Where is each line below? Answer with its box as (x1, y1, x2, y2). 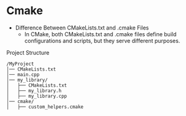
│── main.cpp (6, 71, 40, 77)
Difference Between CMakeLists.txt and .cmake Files (15, 24, 149, 31)
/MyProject (6, 61, 34, 67)
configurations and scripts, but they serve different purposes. (24, 37, 180, 44)
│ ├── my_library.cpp (6, 93, 68, 99)
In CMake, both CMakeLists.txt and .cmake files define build (24, 30, 177, 37)
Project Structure (6, 48, 50, 56)
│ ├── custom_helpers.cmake (6, 104, 84, 110)
